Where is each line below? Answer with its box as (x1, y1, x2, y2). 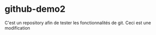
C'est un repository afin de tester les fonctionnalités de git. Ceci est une (4, 20, 152, 26)
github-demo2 (4, 3, 65, 15)
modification (4, 25, 30, 31)
